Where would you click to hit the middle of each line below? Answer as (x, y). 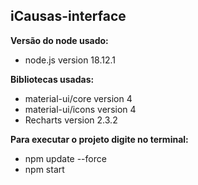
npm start (44, 169)
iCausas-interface (68, 16)
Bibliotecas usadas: (52, 79)
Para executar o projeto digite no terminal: (99, 139)
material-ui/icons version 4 (80, 109)
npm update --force (65, 158)
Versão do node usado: (59, 40)
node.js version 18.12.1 (70, 60)
